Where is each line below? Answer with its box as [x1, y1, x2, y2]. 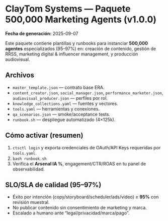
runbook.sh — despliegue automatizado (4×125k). [12, 117, 116, 123]
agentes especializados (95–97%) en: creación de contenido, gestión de [5, 45, 156, 51]
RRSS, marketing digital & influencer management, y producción [5, 51, 138, 57]
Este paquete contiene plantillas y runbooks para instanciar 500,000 [5, 40, 148, 46]
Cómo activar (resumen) [5, 131, 83, 140]
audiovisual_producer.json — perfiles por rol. [12, 95, 108, 101]
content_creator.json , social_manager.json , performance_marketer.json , [12, 89, 163, 96]
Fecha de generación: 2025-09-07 [5, 30, 78, 36]
